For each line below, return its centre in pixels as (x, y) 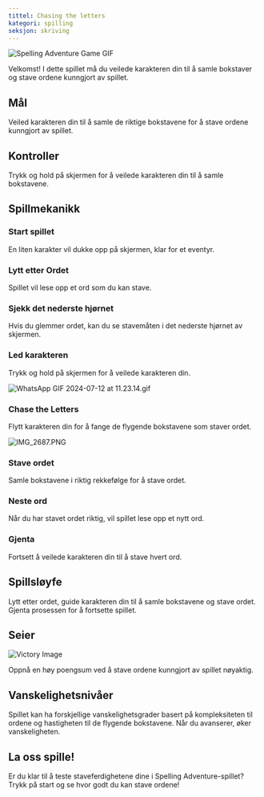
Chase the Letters (44, 409)
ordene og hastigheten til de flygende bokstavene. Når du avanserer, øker (130, 723)
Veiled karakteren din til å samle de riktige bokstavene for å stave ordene (128, 122)
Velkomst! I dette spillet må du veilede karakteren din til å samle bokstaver (130, 69)
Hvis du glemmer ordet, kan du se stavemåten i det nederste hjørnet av (126, 326)
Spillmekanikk (44, 209)
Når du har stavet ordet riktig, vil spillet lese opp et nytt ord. (106, 518)
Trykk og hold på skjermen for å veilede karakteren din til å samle (116, 175)
